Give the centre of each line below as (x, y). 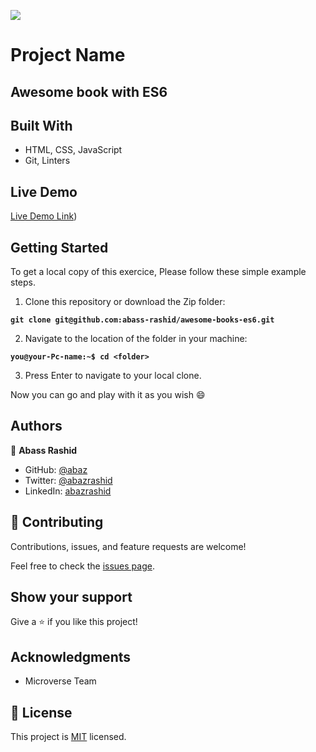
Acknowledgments (71, 656)
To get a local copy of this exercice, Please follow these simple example (158, 272)
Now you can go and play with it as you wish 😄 (108, 395)
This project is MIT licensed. (68, 737)
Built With (41, 125)
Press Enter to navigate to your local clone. (113, 376)
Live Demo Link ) (44, 216)
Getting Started (59, 247)
